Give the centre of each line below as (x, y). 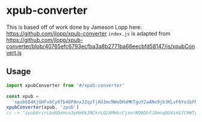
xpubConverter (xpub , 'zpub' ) (43, 108)
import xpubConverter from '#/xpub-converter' (66, 85)
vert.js (14, 52)
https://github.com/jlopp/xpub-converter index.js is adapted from (88, 33)
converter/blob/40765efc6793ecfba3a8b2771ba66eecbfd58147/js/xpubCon (101, 46)
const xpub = (23, 96)
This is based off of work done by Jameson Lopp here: (74, 27)
